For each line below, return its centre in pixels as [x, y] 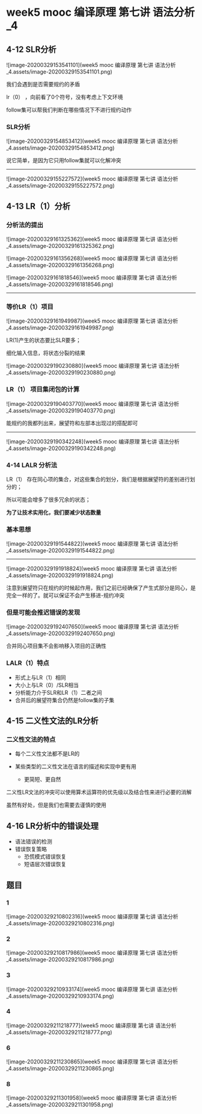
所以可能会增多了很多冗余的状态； [48, 499]
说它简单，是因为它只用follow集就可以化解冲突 [64, 160]
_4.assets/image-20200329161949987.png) [60, 328]
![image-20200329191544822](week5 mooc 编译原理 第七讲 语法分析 [92, 544]
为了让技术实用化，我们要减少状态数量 [54, 512]
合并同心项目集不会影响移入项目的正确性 [56, 646]
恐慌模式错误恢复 [45, 856]
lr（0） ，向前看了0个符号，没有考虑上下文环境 [65, 97]
